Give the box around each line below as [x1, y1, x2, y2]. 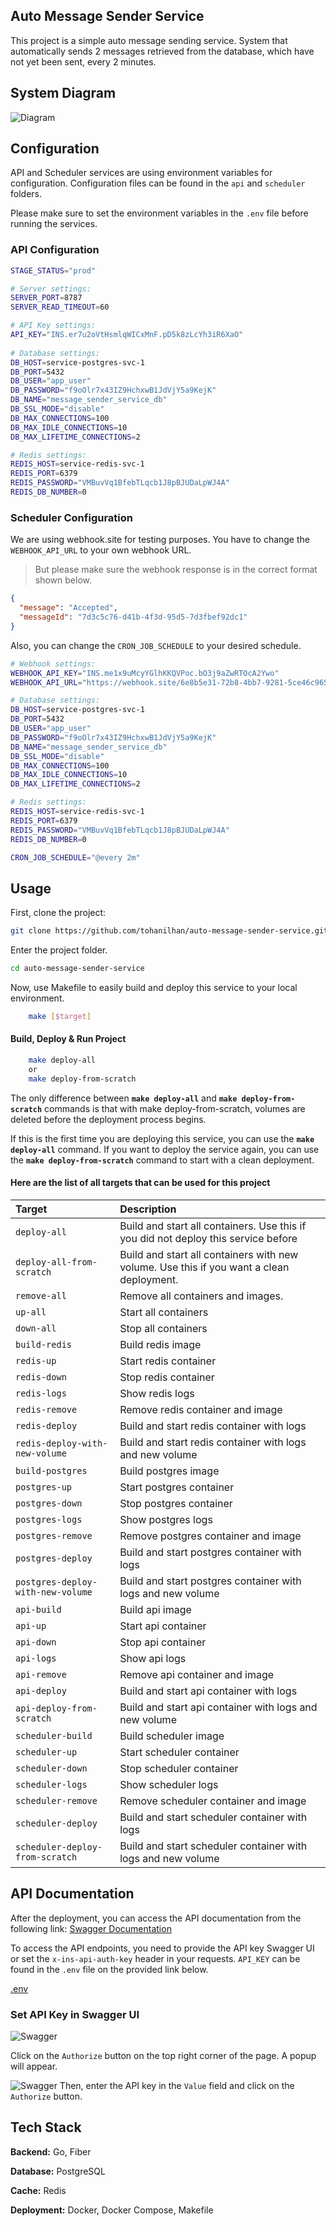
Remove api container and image [119, 1667, 275, 1681]
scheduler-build [15, 1730, 93, 1741]
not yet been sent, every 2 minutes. [10, 55, 157, 68]
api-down [15, 1636, 57, 1648]
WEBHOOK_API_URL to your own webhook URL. [10, 544, 192, 556]
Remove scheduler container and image [119, 1794, 307, 1808]
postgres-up [15, 1481, 73, 1493]
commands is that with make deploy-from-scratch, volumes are [44, 1102, 306, 1114]
